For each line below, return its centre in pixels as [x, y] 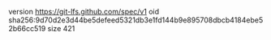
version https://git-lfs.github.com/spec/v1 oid [84, 12]
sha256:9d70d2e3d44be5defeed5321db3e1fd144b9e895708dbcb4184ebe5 [136, 20]
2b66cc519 [27, 28]
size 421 [61, 28]
